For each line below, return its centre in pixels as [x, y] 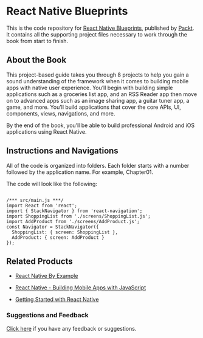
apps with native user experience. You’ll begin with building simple [90, 88]
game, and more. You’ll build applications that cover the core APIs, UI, [94, 107]
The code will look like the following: [52, 184]
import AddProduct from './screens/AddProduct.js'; [73, 221]
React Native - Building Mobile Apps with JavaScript [81, 288]
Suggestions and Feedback [48, 316]
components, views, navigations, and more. [61, 113]
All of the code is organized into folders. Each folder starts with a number [98, 165]
